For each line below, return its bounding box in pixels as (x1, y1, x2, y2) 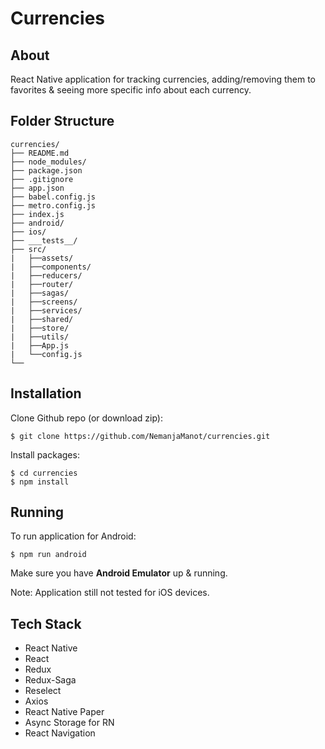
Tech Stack (10, 615, 82, 632)
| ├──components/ (10, 262, 92, 272)
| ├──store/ (10, 323, 70, 333)
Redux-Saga (24, 674, 77, 686)
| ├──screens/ (10, 297, 78, 307)
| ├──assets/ (10, 253, 74, 263)
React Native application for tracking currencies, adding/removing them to (10, 73, 317, 85)
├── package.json (10, 165, 83, 176)
